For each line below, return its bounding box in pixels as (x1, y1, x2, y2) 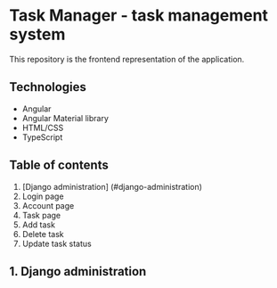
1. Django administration (9, 264, 147, 279)
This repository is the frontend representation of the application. (9, 53, 245, 64)
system (9, 24, 66, 45)
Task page (21, 210, 61, 220)
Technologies (9, 79, 87, 95)
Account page (21, 200, 75, 210)
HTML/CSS (21, 122, 64, 133)
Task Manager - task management (9, 5, 269, 26)
